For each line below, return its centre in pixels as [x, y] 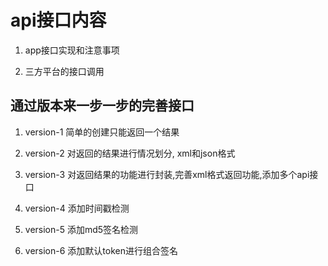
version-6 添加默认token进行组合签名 [101, 250]
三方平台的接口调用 [64, 71]
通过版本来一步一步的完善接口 [102, 106]
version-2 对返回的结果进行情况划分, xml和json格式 [130, 153]
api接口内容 [58, 20]
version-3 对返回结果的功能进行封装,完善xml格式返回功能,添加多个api [167, 174]
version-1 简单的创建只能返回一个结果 [102, 132]
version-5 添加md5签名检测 [81, 229]
